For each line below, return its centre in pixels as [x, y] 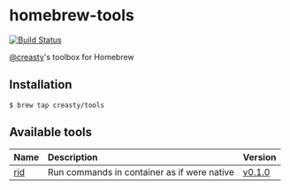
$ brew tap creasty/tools [57, 105]
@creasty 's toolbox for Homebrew [72, 57]
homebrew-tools [72, 15]
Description [73, 157]
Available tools [51, 132]
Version [259, 157]
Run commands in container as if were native [141, 171]
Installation [41, 85]
